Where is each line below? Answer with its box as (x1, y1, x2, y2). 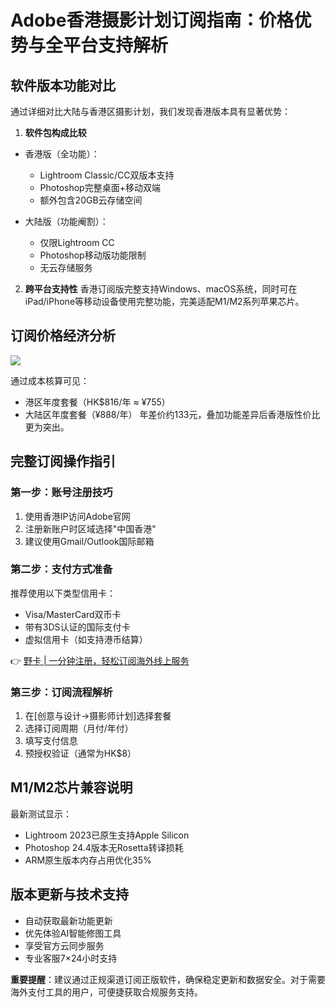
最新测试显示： (10, 807, 72, 820)
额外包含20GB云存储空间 (39, 194, 143, 206)
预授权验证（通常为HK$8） (24, 747, 137, 760)
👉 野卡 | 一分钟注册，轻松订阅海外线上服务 (10, 654, 190, 666)
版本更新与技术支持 (10, 886, 129, 903)
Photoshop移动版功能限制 (39, 249, 147, 261)
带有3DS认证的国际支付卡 (24, 621, 131, 633)
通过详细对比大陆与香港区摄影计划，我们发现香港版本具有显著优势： (10, 106, 291, 117)
